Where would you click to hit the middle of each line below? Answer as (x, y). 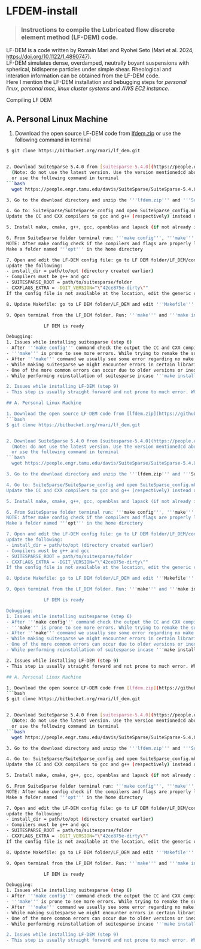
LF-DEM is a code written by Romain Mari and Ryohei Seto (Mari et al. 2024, (100, 50)
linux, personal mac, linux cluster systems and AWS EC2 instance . (88, 89)
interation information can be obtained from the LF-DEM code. (83, 76)
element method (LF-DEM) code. (69, 37)
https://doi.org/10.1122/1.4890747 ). (49, 57)
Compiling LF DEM (29, 100)
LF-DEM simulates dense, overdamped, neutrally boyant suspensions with (98, 63)
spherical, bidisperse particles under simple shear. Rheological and (89, 70)
